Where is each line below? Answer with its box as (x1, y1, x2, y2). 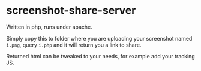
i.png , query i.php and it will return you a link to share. (6, 41, 142, 48)
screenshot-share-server (6, 4, 136, 17)
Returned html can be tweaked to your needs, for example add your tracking (6, 53, 195, 60)
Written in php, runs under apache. (6, 23, 93, 30)
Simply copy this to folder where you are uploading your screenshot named (6, 35, 193, 42)
